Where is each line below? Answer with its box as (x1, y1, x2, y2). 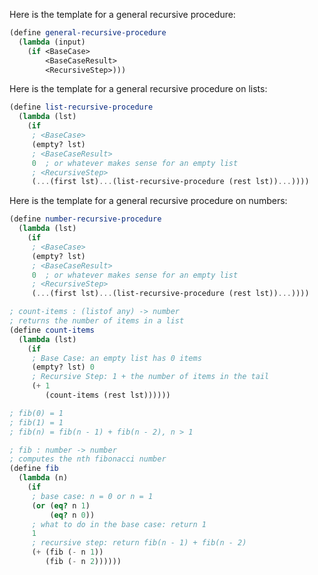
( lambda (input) (18, 37, 86, 47)
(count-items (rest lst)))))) (45, 390, 171, 400)
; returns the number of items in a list (9, 316, 185, 326)
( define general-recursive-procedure (9, 28, 167, 38)
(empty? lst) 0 (31, 362, 96, 373)
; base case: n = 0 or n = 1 (31, 491, 154, 501)
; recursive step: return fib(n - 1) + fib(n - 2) (31, 538, 247, 548)
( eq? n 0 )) (49, 510, 96, 520)
